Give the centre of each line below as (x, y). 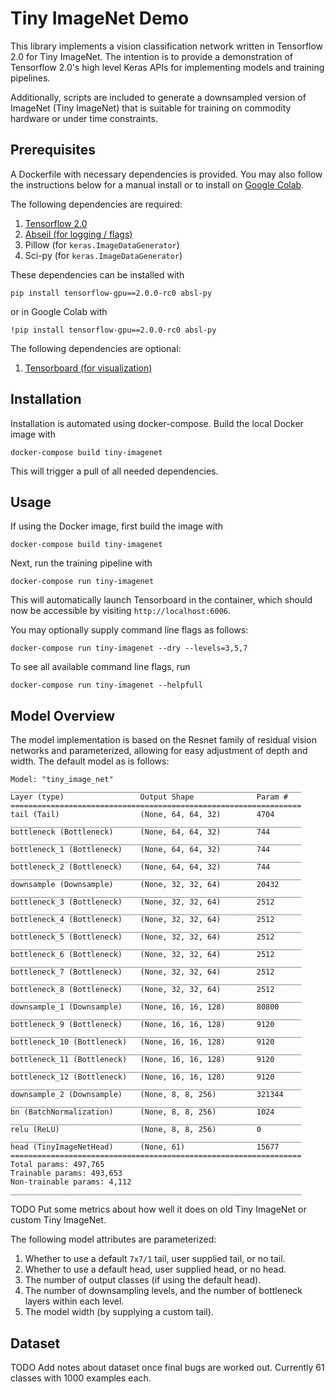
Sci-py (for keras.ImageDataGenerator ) (103, 255)
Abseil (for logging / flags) (78, 234)
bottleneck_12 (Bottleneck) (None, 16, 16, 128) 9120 (142, 1077)
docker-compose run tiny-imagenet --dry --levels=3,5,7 (129, 648)
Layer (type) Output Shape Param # (149, 797)
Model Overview (62, 715)
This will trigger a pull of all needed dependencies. (114, 471)
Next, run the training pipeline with (81, 563)
